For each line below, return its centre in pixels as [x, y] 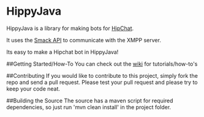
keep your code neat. [33, 89]
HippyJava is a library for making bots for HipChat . [70, 28]
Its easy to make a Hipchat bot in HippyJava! [62, 52]
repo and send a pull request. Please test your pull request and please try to [102, 82]
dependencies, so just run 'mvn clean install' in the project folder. [89, 107]
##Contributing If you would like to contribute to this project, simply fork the [102, 75]
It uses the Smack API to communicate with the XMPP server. [84, 40]
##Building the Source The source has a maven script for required [90, 100]
